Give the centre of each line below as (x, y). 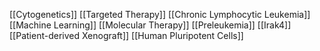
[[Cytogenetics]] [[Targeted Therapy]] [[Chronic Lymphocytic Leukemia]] (160, 14)
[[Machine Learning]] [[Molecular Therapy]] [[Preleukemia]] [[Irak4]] (150, 25)
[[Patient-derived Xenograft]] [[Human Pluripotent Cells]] (126, 35)
